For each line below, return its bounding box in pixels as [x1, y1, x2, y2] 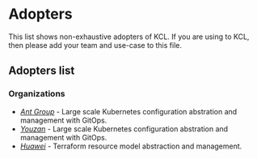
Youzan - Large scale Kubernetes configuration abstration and [19, 123, 229, 134]
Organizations [8, 88, 65, 100]
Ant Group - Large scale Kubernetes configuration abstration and [19, 106, 238, 116]
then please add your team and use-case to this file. [8, 40, 182, 49]
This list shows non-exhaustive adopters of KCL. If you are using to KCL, [8, 32, 250, 41]
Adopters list [8, 64, 75, 78]
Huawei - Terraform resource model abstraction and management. [19, 141, 242, 151]
